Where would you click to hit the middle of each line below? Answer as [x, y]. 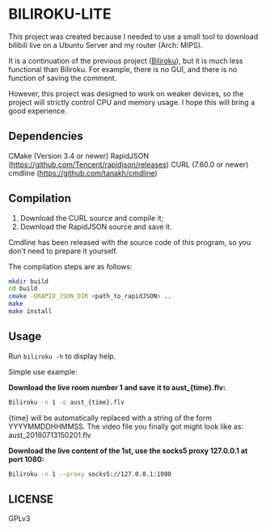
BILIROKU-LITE [60, 14]
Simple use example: [43, 371]
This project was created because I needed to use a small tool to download [133, 36]
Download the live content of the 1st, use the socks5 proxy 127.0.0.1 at [128, 451]
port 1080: [26, 459]
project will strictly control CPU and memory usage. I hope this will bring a [132, 102]
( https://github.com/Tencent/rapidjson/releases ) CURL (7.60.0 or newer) [129, 164]
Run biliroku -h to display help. [62, 356]
